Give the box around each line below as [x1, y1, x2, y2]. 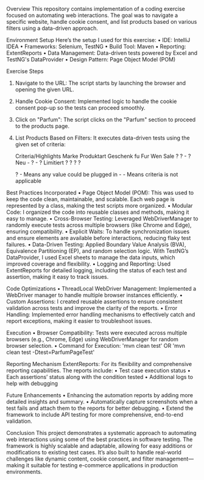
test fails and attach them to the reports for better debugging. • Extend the [6, 404, 194, 412]
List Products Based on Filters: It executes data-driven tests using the [15, 134, 190, 141]
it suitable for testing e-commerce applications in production [26, 462, 178, 468]
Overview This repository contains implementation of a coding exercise [6, 5, 186, 12]
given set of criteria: [15, 141, 66, 148]
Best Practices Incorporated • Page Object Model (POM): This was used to [6, 189, 194, 196]
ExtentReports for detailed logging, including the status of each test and [6, 267, 187, 274]
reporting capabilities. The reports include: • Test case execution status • [6, 367, 191, 374]
